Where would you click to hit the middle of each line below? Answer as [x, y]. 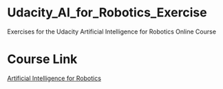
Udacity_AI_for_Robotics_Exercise [107, 13]
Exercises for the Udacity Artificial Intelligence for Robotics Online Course [112, 31]
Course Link [42, 59]
